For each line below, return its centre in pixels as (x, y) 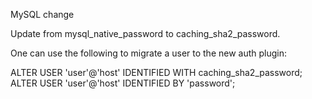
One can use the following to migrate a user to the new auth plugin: (149, 53)
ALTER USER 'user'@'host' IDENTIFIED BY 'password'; (123, 83)
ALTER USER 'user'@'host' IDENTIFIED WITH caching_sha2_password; (156, 72)
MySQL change (42, 14)
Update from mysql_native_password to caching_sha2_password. (145, 33)
